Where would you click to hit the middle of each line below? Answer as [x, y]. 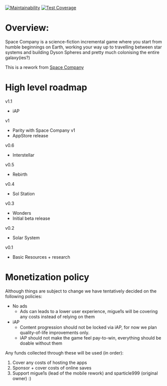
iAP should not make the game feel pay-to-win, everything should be [90, 338]
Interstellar [23, 155]
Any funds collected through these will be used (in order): [64, 353]
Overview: [27, 28]
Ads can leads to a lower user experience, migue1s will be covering [89, 311]
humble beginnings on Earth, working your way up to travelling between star [83, 47]
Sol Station [23, 193]
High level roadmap [46, 88]
